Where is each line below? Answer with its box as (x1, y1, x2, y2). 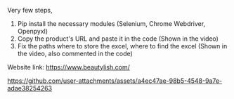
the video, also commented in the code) (17, 49, 134, 58)
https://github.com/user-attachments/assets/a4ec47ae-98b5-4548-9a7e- (7, 77, 223, 85)
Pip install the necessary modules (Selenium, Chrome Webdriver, (17, 20, 206, 27)
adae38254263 (7, 84, 53, 92)
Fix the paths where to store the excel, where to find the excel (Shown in (17, 42, 228, 50)
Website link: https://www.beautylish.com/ (7, 63, 130, 71)
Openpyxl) (17, 27, 48, 35)
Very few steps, (7, 6, 53, 14)
